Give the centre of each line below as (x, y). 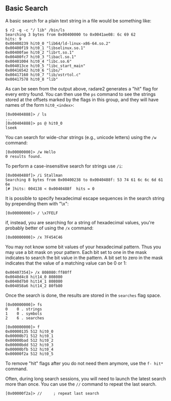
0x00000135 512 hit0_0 (29, 332)
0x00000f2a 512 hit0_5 (29, 354)
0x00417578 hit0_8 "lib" (32, 79)
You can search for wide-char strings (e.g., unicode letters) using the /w (81, 137)
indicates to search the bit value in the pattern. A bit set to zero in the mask (84, 257)
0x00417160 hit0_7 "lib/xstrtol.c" (43, 75)
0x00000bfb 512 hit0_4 (29, 349)
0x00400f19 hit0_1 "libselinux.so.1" (45, 48)
